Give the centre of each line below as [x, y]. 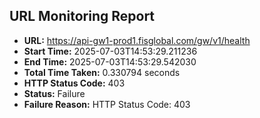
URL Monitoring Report [82, 16]
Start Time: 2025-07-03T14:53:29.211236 [110, 51]
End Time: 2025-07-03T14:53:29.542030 [110, 61]
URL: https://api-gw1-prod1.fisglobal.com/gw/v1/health [137, 40]
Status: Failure [54, 93]
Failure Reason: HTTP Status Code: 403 [107, 104]
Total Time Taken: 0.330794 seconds [102, 72]
